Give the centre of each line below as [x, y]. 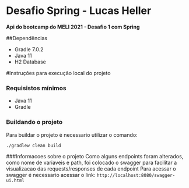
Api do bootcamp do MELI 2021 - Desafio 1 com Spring [73, 27]
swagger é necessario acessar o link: [51, 175]
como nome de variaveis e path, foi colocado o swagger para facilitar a [92, 162]
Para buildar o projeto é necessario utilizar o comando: [72, 134]
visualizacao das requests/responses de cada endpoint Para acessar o [91, 169]
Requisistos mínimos [36, 88]
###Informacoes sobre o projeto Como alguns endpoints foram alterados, [95, 156]
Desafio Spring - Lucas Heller [79, 11]
